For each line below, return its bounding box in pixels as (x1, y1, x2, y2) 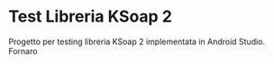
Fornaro (8, 45, 38, 56)
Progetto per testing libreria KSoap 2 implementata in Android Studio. (8, 36, 266, 47)
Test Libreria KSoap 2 (8, 6, 173, 27)
